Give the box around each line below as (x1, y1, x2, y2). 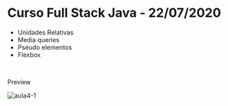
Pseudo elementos (17, 43, 73, 51)
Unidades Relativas (17, 28, 74, 37)
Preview (7, 77, 31, 86)
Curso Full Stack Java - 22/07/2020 (7, 5, 222, 21)
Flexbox (17, 51, 41, 59)
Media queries (17, 35, 60, 44)
